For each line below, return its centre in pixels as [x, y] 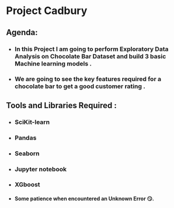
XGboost [27, 185]
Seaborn [27, 153]
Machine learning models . [53, 64]
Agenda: [22, 32]
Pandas [25, 137]
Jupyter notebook [41, 169]
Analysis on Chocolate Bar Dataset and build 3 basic [90, 56]
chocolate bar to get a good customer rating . [80, 86]
